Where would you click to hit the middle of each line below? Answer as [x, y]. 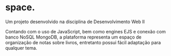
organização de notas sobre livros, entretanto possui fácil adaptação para [83, 42]
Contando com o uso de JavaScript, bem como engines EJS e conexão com [85, 31]
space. [20, 7]
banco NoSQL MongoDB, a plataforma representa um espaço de [73, 37]
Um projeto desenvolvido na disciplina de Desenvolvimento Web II [75, 22]
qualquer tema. [21, 48]
